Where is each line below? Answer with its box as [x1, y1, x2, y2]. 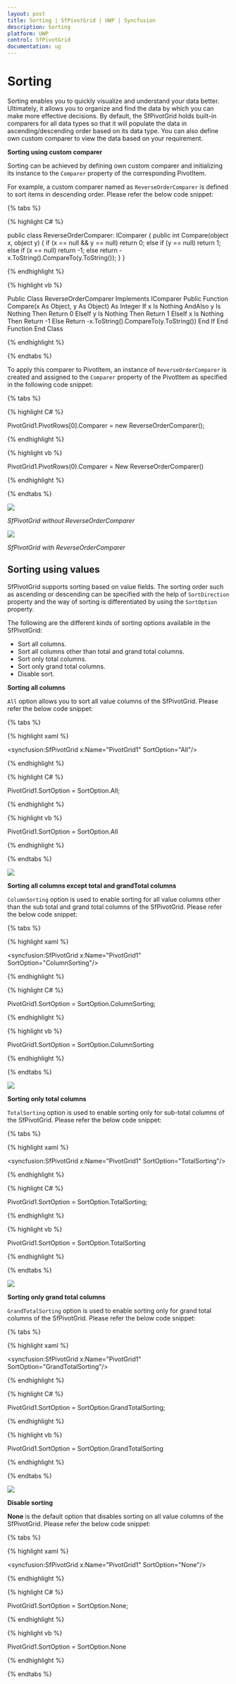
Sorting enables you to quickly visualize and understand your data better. [7, 97, 220, 105]
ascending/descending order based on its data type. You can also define [7, 126, 218, 135]
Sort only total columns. [17, 655, 87, 663]
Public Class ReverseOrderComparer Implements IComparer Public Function [7, 294, 229, 303]
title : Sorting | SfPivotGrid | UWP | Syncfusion [7, 17, 156, 24]
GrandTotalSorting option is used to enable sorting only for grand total [7, 1306, 211, 1315]
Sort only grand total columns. [17, 662, 106, 670]
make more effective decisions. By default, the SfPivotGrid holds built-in [7, 111, 217, 120]
